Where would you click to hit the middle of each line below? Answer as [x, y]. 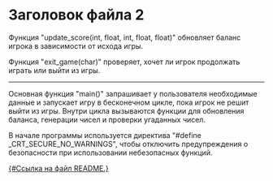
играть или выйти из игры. [54, 70]
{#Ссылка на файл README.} [58, 168]
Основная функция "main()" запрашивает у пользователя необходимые [133, 93]
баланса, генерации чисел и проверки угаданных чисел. [107, 119]
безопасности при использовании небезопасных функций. [110, 153]
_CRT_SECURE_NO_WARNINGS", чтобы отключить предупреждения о [128, 144]
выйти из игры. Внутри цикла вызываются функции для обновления [126, 110]
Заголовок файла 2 [76, 15]
